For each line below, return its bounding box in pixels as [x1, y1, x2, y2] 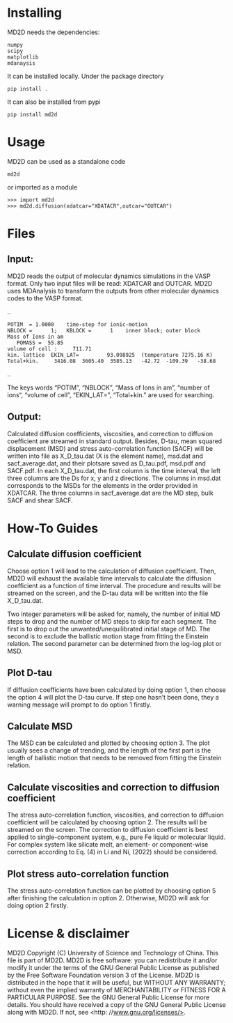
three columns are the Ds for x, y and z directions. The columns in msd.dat [7, 474, 221, 482]
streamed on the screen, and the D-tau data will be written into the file [7, 589, 209, 597]
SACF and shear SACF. [7, 496, 73, 505]
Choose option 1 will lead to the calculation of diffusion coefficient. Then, [7, 567, 216, 575]
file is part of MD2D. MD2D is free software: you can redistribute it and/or [7, 956, 218, 964]
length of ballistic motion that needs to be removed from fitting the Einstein [7, 754, 222, 762]
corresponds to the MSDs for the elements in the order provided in [7, 481, 198, 489]
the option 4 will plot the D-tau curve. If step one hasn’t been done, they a [7, 693, 219, 701]
